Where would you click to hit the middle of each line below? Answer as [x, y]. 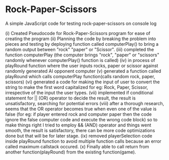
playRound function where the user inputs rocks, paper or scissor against [82, 66]
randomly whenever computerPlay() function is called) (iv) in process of [80, 60]
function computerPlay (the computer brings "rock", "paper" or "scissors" [82, 55]
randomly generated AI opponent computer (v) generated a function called [83, 71]
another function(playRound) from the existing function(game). [71, 152]
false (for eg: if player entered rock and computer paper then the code [78, 114]
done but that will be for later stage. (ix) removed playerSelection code [79, 136]
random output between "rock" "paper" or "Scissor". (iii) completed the [80, 49]
